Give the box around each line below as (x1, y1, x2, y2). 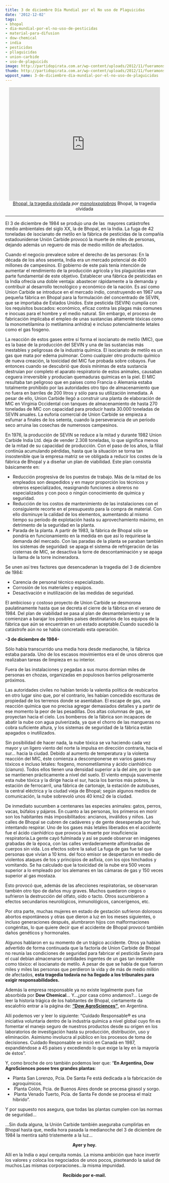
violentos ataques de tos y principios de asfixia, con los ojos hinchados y (5, 856, 157, 863)
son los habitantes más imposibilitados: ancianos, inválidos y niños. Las (5, 813, 153, 820)
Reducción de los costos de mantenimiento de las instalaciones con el (12, 500, 158, 506)
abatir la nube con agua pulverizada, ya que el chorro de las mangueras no (5, 719, 161, 725)
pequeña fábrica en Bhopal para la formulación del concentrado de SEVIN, (5, 294, 160, 300)
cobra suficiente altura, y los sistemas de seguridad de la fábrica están (5, 724, 152, 730)
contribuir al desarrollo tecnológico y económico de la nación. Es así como (5, 284, 160, 290)
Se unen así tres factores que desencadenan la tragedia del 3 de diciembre (5, 564, 161, 570)
